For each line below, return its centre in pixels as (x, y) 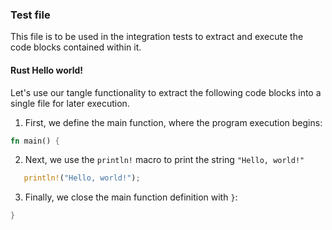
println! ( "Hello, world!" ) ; (82, 178)
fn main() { (35, 141)
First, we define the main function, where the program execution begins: (173, 122)
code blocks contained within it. (76, 47)
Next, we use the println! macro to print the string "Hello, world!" (164, 160)
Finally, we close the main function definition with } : (131, 197)
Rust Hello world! (47, 70)
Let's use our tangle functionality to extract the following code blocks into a (166, 92)
